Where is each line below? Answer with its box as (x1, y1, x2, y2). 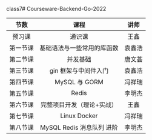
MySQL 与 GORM (54, 78, 104, 86)
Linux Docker (60, 112, 98, 120)
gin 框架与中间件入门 (49, 67, 109, 75)
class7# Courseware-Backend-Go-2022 (6, 5, 107, 12)
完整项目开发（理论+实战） (40, 101, 118, 108)
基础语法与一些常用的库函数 (39, 44, 119, 52)
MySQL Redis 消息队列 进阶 (40, 124, 118, 132)
